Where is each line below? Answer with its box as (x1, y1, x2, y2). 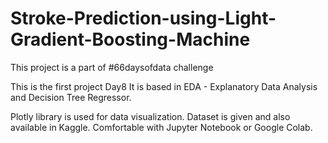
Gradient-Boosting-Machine (10, 28, 251, 51)
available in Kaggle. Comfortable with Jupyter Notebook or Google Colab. (10, 121, 313, 133)
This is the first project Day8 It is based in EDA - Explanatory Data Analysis (10, 80, 318, 92)
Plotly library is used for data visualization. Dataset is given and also (10, 110, 291, 122)
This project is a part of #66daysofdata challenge (10, 61, 214, 73)
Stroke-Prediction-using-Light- (10, 7, 277, 30)
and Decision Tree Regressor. (10, 91, 132, 103)
